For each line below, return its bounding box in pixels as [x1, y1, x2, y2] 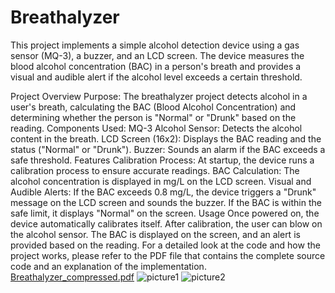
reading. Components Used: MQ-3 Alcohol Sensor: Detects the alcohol [10, 122, 303, 134]
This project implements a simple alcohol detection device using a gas [10, 39, 300, 51]
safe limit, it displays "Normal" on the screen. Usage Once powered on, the [10, 207, 320, 219]
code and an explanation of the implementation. [10, 260, 207, 272]
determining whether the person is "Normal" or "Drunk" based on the [10, 111, 297, 123]
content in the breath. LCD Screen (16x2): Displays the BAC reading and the [10, 132, 322, 145]
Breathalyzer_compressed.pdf [10, 271, 135, 283]
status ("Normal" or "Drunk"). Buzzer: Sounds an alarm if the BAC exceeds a [10, 143, 326, 155]
